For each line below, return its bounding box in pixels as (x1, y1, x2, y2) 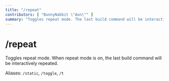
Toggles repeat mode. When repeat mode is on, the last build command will (5, 55, 162, 61)
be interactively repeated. (5, 60, 59, 66)
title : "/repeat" (5, 7, 42, 13)
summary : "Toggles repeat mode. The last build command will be (5, 17, 143, 22)
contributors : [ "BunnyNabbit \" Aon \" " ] (5, 12, 94, 17)
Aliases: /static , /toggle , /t (5, 70, 64, 76)
